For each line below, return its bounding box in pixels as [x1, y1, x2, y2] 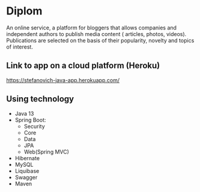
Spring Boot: [14, 116, 46, 124]
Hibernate [14, 154, 40, 161]
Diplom [6, 4, 43, 18]
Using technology [6, 94, 74, 104]
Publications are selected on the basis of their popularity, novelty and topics [6, 37, 195, 44]
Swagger [14, 173, 38, 181]
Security [23, 122, 45, 130]
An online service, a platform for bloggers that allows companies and [6, 24, 177, 31]
